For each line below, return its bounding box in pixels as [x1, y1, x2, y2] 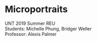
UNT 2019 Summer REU [5, 20, 55, 26]
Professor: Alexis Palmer [5, 31, 57, 37]
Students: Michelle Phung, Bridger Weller [5, 25, 92, 31]
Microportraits [5, 4, 68, 15]
